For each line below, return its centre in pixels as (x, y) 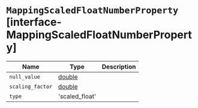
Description (119, 67)
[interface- (34, 22)
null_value (25, 76)
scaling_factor (31, 86)
